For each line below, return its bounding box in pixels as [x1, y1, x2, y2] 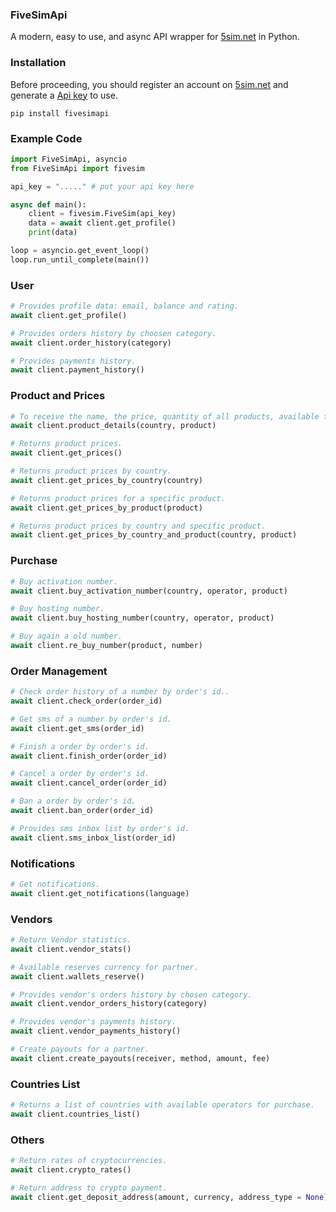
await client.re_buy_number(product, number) [10, 641, 203, 651]
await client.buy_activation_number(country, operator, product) [10, 586, 288, 596]
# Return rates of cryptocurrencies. [10, 1156, 168, 1166]
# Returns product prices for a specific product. [10, 493, 226, 503]
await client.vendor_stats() [10, 944, 132, 954]
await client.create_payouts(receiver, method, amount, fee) [10, 1053, 271, 1063]
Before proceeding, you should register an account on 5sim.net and [10, 78, 289, 90]
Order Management [10, 664, 108, 678]
